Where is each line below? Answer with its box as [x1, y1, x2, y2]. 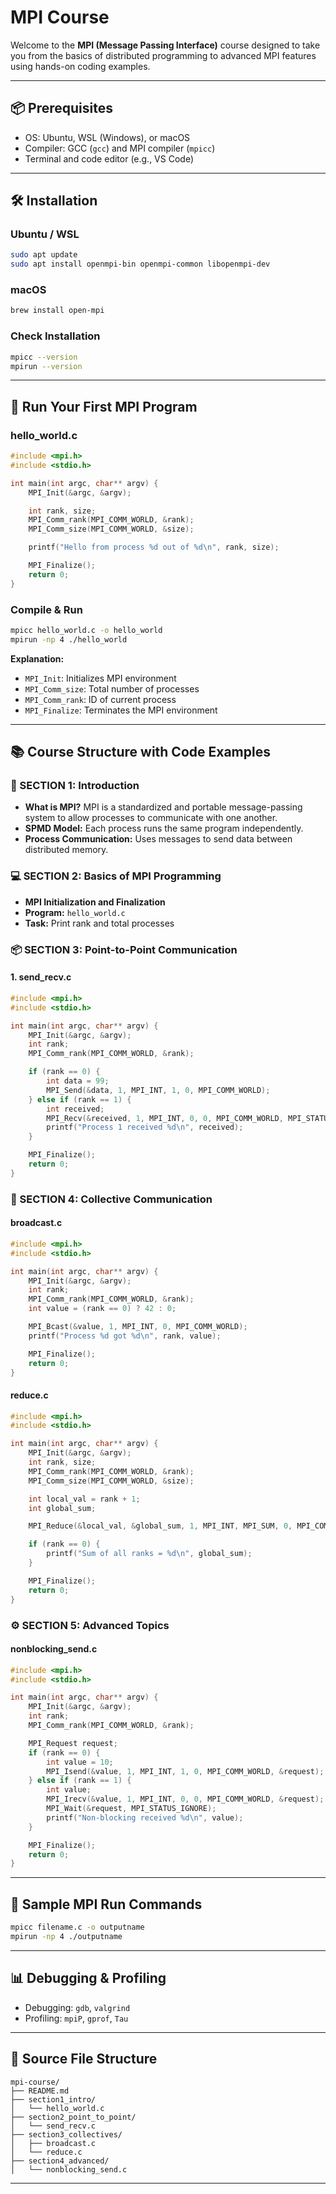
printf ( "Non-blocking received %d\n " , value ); [46, 1812, 244, 1823]
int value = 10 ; [46, 1757, 114, 1767]
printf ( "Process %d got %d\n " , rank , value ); [28, 1331, 222, 1341]
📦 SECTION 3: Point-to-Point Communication [10, 942, 238, 956]
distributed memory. [24, 844, 109, 856]
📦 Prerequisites [10, 100, 114, 117]
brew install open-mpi [10, 306, 105, 316]
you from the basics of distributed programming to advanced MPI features [10, 49, 317, 61]
